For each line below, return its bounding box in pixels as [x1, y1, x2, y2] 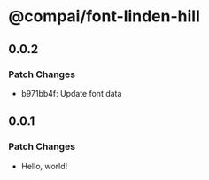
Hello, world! [20, 160, 68, 171]
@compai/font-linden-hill [8, 6, 200, 27]
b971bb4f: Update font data [20, 88, 122, 98]
